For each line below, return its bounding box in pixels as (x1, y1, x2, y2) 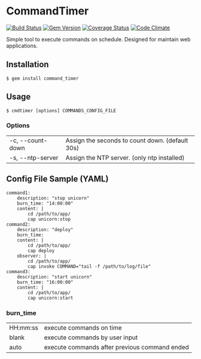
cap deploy (28, 247, 55, 253)
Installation (6, 59, 49, 70)
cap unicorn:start (28, 295, 74, 301)
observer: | (17, 253, 47, 259)
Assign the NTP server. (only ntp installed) (65, 153, 185, 161)
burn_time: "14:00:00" (17, 200, 74, 207)
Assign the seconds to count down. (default (65, 136, 188, 145)
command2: (6, 221, 31, 228)
